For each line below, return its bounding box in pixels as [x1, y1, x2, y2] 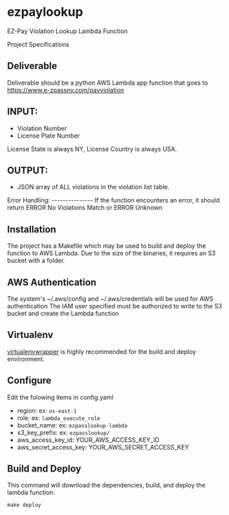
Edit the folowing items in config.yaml [7, 393, 113, 401]
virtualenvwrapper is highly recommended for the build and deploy [7, 347, 197, 355]
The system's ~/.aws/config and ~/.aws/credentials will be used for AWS [7, 295, 214, 303]
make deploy [7, 502, 41, 509]
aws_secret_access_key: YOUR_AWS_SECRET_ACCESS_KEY [17, 443, 189, 451]
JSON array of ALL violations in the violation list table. [17, 183, 170, 191]
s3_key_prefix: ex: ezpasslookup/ [17, 428, 110, 437]
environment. [7, 355, 45, 363]
